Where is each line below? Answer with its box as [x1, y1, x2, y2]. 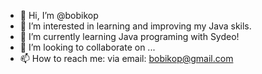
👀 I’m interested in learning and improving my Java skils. [19, 20, 252, 32]
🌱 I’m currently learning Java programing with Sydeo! [19, 31, 240, 42]
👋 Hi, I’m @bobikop [19, 10, 99, 21]
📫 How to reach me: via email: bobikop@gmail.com [19, 53, 234, 64]
